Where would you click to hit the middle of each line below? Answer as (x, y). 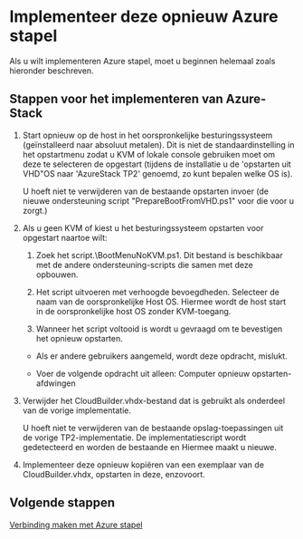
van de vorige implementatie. (76, 410)
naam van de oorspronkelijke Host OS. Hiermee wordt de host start (161, 302)
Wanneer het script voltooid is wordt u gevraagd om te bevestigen (159, 329)
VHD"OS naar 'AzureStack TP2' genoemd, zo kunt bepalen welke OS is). (157, 173)
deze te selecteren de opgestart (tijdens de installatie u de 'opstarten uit (156, 164)
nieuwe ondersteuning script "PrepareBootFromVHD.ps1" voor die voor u (158, 200)
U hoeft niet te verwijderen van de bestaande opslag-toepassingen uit (153, 428)
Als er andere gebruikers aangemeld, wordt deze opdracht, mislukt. (161, 356)
